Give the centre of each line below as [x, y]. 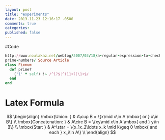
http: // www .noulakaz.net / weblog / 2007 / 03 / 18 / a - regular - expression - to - [78, 56]
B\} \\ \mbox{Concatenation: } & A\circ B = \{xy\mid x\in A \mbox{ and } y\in [82, 122]
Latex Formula [35, 103]
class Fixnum [18, 65]
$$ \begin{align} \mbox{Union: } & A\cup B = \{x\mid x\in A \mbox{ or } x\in [82, 117]
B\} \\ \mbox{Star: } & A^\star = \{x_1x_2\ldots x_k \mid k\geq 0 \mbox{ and [82, 127]
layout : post [18, 10]
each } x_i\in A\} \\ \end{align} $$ [82, 132]
